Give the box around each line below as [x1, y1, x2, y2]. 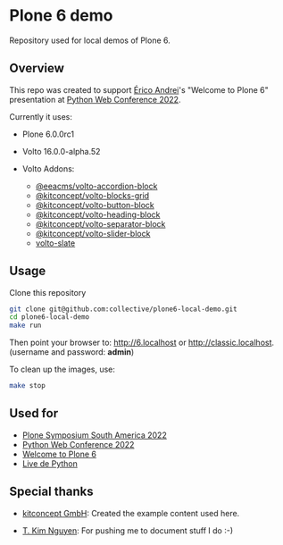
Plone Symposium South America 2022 [21, 430, 167, 440]
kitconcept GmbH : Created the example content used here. [21, 507, 240, 518]
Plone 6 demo [9, 5, 113, 26]
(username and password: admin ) [9, 347, 135, 357]
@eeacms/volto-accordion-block [35, 180, 158, 191]
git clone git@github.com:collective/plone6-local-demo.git [9, 305, 238, 314]
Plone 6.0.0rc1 [21, 129, 75, 139]
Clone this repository [9, 287, 87, 298]
